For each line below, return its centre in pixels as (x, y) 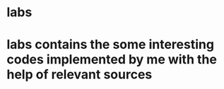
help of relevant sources (79, 75)
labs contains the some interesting (111, 45)
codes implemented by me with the (112, 60)
